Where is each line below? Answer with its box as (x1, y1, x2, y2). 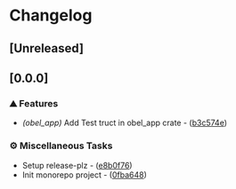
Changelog (9, 5, 93, 26)
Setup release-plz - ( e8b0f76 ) (21, 160, 133, 170)
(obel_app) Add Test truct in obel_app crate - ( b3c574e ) (21, 117, 228, 129)
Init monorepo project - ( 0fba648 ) (21, 169, 147, 180)
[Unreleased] (9, 41, 85, 56)
